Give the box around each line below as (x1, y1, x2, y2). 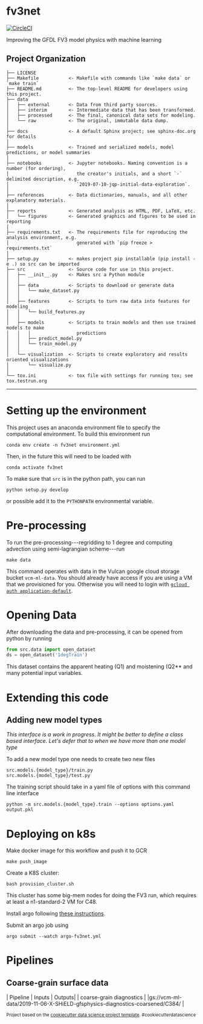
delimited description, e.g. (6, 176, 80, 182)
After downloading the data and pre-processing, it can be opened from (6, 628, 183, 636)
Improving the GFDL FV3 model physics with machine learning (6, 36, 162, 43)
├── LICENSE (6, 70, 36, 76)
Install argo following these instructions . (6, 910, 106, 917)
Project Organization (6, 53, 86, 64)
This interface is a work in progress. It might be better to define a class (6, 731, 183, 738)
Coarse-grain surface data (6, 977, 109, 988)
